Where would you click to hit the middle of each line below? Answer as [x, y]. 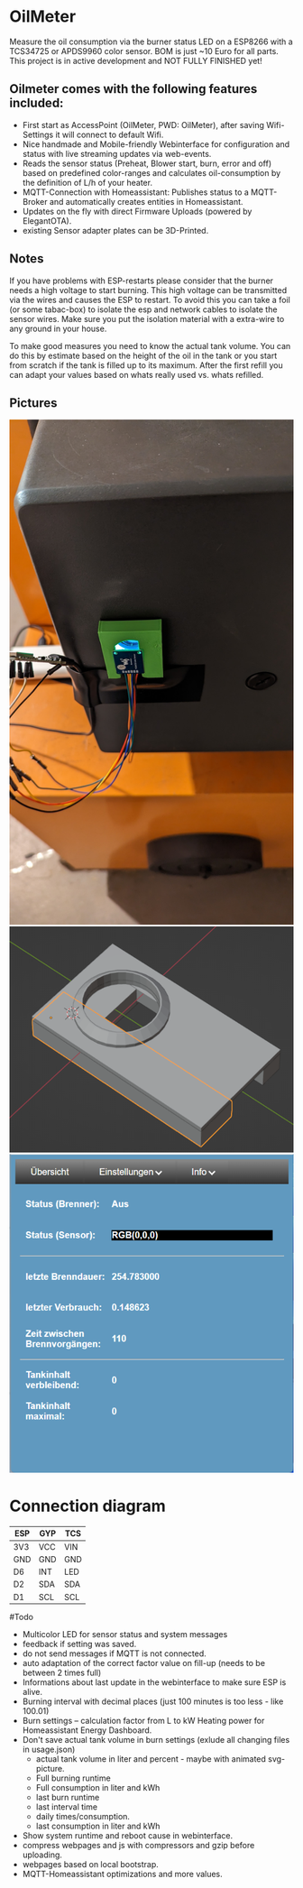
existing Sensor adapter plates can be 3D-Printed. [115, 230]
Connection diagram [87, 1506]
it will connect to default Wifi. [110, 134]
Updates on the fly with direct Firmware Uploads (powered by [137, 211]
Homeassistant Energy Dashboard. [87, 1730]
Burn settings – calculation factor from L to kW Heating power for [143, 1721]
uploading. [42, 1855]
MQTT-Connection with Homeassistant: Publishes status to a [136, 192]
